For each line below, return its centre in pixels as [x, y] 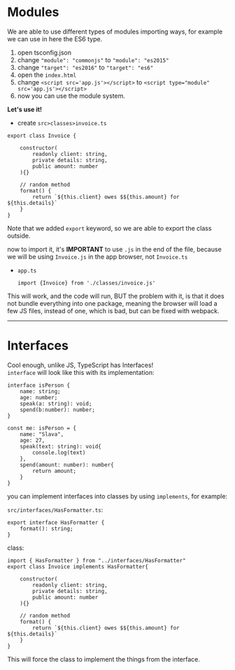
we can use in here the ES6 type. [55, 38]
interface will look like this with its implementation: [81, 372]
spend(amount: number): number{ [67, 465]
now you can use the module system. [71, 96]
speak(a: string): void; [56, 404]
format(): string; [47, 529]
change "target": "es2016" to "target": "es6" [85, 67]
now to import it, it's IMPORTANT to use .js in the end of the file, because [114, 249]
